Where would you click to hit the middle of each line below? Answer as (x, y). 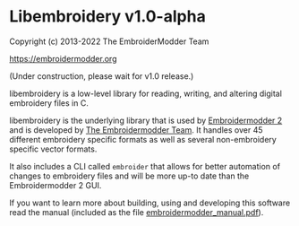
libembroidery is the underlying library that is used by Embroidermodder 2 (146, 120)
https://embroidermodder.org (63, 58)
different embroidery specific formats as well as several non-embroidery (143, 139)
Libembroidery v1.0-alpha (107, 17)
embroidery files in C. (49, 103)
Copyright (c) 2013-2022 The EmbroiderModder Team (109, 41)
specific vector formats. (53, 149)
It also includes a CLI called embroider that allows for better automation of (145, 166)
